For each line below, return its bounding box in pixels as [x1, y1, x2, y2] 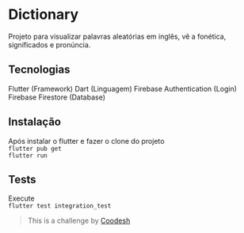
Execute [8, 194, 35, 203]
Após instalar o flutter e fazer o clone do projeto [8, 136, 165, 145]
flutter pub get [8, 145, 62, 152]
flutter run [8, 152, 48, 160]
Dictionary [8, 6, 79, 24]
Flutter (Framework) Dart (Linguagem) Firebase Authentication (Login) [8, 84, 238, 93]
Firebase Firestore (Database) [8, 92, 105, 102]
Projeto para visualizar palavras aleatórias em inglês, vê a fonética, [8, 32, 227, 41]
